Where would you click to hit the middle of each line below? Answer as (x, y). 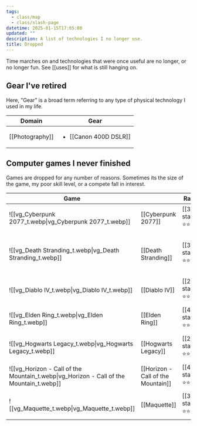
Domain (31, 121)
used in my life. (24, 106)
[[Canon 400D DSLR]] (100, 137)
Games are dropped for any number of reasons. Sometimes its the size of (95, 178)
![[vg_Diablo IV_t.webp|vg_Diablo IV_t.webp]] (71, 290)
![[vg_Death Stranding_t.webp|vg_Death (64, 250)
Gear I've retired (36, 86)
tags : (13, 11)
